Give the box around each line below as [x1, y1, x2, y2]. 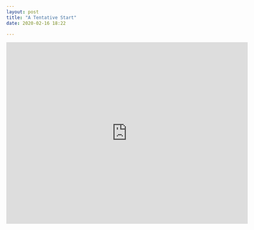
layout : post [6, 8, 39, 15]
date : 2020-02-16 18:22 [6, 20, 66, 26]
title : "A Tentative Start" [6, 15, 77, 21]
